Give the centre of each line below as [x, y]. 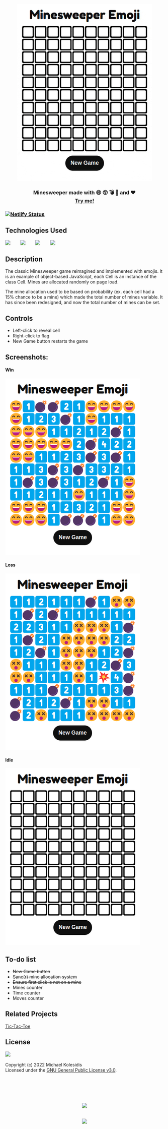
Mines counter [27, 988]
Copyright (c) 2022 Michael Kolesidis [44, 1064]
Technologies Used [36, 231]
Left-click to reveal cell [36, 331]
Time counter [26, 993]
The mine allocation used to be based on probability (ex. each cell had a [80, 292]
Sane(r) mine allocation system [45, 977]
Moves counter [28, 998]
